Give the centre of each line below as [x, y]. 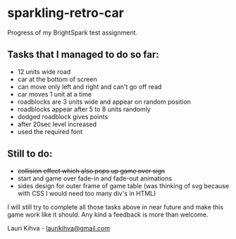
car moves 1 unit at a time [55, 94]
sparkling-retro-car [66, 13]
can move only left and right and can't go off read [89, 87]
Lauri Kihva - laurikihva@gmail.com [59, 228]
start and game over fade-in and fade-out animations [95, 178]
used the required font [50, 131]
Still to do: [30, 154]
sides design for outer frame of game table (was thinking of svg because [123, 185]
